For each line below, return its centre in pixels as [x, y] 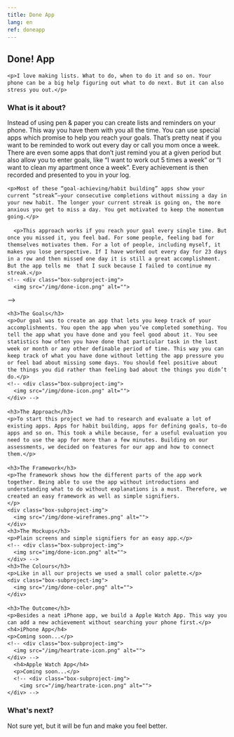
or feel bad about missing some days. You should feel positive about [112, 363]
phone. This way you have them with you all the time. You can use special [114, 131]
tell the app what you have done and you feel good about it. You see [112, 335]
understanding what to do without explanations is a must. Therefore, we [117, 489]
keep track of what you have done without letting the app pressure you [116, 356]
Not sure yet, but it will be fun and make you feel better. [87, 726]
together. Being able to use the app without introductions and [103, 482]
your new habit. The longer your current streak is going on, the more [114, 203]
